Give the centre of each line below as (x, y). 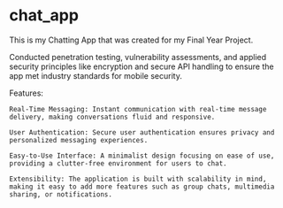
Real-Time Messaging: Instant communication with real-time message (138, 109)
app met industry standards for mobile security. (96, 75)
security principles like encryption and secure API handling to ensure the (141, 66)
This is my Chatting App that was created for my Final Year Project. (131, 40)
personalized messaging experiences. (79, 140)
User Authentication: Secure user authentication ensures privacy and (142, 132)
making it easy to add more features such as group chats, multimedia (142, 187)
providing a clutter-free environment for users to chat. (118, 163)
